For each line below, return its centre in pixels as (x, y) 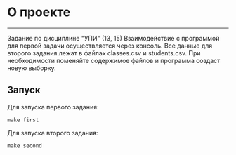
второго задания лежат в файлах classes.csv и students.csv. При (104, 53)
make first (23, 120)
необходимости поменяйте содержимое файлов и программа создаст (114, 60)
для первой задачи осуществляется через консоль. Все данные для (110, 46)
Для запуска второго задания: (53, 133)
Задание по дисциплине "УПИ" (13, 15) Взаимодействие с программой (113, 38)
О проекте (39, 12)
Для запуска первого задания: (53, 107)
